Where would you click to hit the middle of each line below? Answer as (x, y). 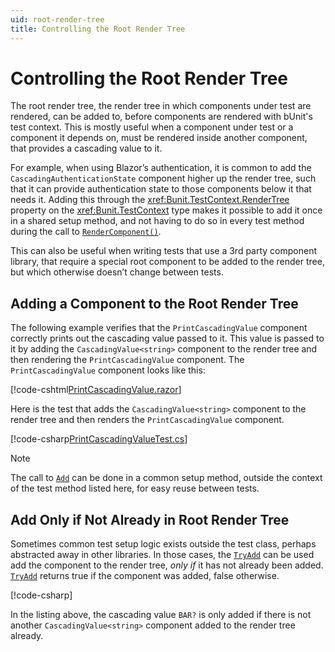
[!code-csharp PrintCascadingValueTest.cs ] (99, 439)
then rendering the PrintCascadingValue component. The (127, 360)
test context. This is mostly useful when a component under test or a (152, 127)
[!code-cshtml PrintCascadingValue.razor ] (96, 390)
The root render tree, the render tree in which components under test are (161, 106)
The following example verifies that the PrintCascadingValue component (159, 328)
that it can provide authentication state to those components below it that (161, 189)
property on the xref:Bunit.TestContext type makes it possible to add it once (166, 210)
